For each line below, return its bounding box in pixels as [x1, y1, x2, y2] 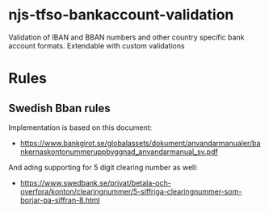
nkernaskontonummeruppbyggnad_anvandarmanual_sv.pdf [19, 147, 218, 157]
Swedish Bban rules [8, 101, 111, 115]
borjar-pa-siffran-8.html [19, 195, 101, 205]
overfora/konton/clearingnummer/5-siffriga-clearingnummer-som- [19, 186, 242, 196]
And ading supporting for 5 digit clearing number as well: [8, 162, 198, 172]
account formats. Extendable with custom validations [8, 40, 185, 50]
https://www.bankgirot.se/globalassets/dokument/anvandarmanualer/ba [19, 138, 261, 148]
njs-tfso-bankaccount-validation [8, 6, 234, 24]
